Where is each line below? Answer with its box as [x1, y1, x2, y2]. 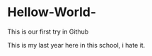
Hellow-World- [7, 4, 97, 20]
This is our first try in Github [7, 27, 89, 36]
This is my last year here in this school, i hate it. [7, 41, 146, 49]
